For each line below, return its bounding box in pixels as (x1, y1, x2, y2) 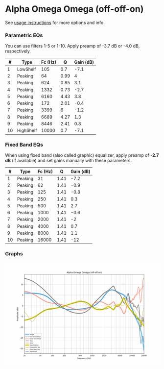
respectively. (5, 48, 31, 54)
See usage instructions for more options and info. (5, 20, 105, 25)
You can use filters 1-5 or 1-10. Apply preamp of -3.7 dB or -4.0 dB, (5, 43, 140, 49)
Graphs (5, 250, 23, 257)
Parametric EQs (5, 32, 43, 39)
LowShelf (17, 66, 36, 72)
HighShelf (17, 127, 37, 133)
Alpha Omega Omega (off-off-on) (5, 3, 144, 15)
